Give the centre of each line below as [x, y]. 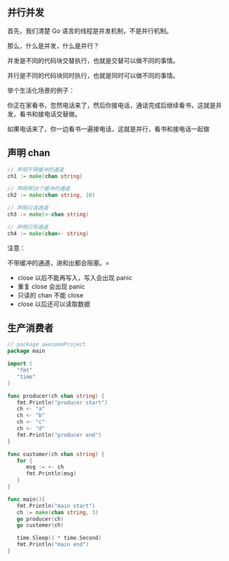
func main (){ [26, 499]
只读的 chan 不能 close [50, 295]
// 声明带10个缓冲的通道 [39, 189]
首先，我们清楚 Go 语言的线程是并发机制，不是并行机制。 [90, 31]
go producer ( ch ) [40, 519]
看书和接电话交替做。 [50, 113]
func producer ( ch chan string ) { [56, 396]
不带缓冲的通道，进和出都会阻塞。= [58, 263]
